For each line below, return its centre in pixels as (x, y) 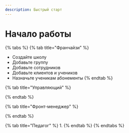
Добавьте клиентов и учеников (45, 73)
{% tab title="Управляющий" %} (38, 87)
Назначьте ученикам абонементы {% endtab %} (63, 78)
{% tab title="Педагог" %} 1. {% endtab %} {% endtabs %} (65, 125)
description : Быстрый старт (34, 10)
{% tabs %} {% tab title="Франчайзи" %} (47, 48)
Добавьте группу (30, 62)
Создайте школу (29, 57)
